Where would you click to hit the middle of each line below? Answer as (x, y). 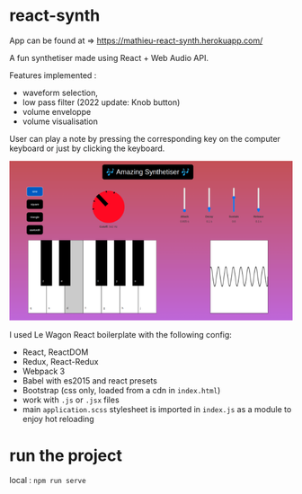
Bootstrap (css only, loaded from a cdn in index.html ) (121, 391)
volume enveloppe (57, 111)
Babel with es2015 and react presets (89, 381)
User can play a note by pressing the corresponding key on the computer (145, 138)
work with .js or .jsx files (71, 400)
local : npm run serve (48, 481)
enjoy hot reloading (58, 419)
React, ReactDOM (55, 352)
